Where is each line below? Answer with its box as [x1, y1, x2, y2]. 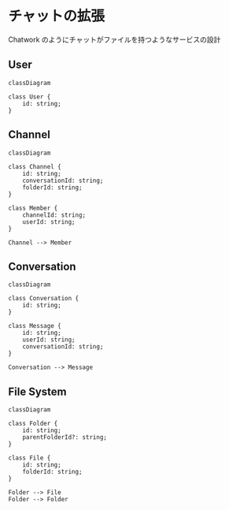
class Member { [8, 204, 58, 212]
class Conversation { [8, 295, 79, 303]
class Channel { [8, 162, 61, 170]
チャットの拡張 [8, 7, 105, 25]
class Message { [8, 322, 61, 330]
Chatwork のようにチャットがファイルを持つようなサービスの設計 [8, 35, 221, 44]
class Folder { [8, 419, 58, 428]
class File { [8, 454, 51, 462]
